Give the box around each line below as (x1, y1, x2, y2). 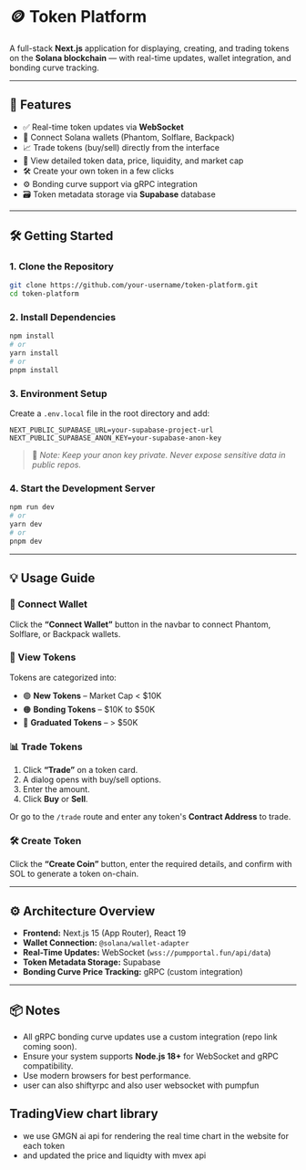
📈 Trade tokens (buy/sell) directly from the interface (22, 141, 220, 152)
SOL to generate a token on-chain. (9, 868, 139, 880)
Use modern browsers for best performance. (22, 1071, 191, 1081)
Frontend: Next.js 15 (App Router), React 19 (22, 927, 187, 939)
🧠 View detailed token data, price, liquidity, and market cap (22, 155, 244, 166)
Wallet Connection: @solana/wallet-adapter (22, 937, 189, 948)
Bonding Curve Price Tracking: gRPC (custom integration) (22, 966, 243, 977)
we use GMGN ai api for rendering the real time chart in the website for (22, 1130, 290, 1141)
